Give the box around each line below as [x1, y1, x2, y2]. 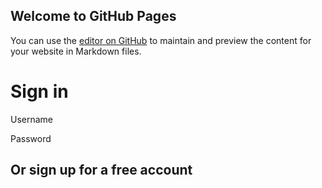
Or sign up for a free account [10, 162, 193, 179]
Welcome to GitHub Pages [10, 8, 177, 25]
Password [10, 132, 52, 144]
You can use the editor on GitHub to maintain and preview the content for [10, 34, 312, 46]
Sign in [10, 80, 69, 103]
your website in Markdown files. [10, 45, 142, 57]
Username [10, 113, 54, 125]
